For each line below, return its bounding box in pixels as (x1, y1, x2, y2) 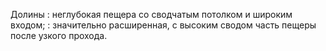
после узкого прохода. (10, 30, 108, 41)
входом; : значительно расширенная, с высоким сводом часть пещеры (10, 19, 317, 31)
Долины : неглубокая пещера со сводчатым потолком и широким (10, 9, 293, 20)
